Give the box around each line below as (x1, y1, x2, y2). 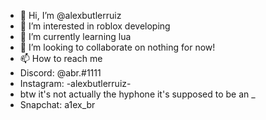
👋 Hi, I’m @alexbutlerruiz (19, 10, 122, 21)
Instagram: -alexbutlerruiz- (19, 78, 132, 89)
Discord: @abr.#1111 (19, 67, 102, 79)
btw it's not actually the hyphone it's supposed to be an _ (19, 88, 256, 100)
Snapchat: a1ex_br (19, 99, 96, 110)
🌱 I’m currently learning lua (19, 31, 132, 42)
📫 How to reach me (19, 53, 103, 64)
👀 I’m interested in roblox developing (19, 20, 171, 32)
